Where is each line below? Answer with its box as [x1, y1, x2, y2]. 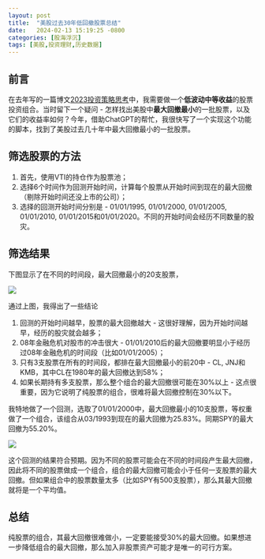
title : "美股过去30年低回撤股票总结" [8, 19, 121, 27]
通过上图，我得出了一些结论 [8, 301, 99, 311]
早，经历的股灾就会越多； [19, 327, 103, 337]
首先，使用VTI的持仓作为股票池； [19, 172, 129, 182]
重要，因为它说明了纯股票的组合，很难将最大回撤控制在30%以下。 [19, 387, 237, 396]
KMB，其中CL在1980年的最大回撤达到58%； [19, 367, 166, 376]
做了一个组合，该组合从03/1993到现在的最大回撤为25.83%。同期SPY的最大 [8, 414, 254, 423]
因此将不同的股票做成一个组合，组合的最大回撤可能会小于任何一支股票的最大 [8, 465, 257, 474]
